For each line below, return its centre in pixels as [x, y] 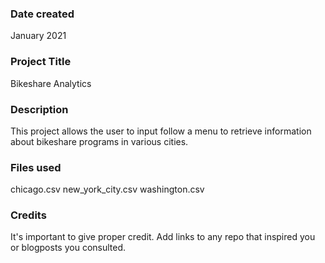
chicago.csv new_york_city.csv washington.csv [107, 189]
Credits [28, 215]
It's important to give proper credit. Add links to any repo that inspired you [163, 237]
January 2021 [38, 36]
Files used [36, 167]
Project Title [41, 62]
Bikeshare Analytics [51, 83]
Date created [42, 14]
